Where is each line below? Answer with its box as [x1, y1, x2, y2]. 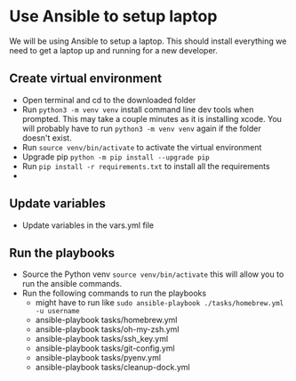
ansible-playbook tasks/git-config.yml [35, 343, 175, 353]
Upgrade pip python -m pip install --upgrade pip [21, 151, 211, 162]
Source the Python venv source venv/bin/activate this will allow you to [21, 269, 284, 280]
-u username [35, 307, 80, 316]
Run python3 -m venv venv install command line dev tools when [21, 104, 254, 115]
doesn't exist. [21, 132, 73, 143]
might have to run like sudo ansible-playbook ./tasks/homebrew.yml [35, 297, 284, 308]
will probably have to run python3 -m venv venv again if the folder [21, 123, 261, 134]
